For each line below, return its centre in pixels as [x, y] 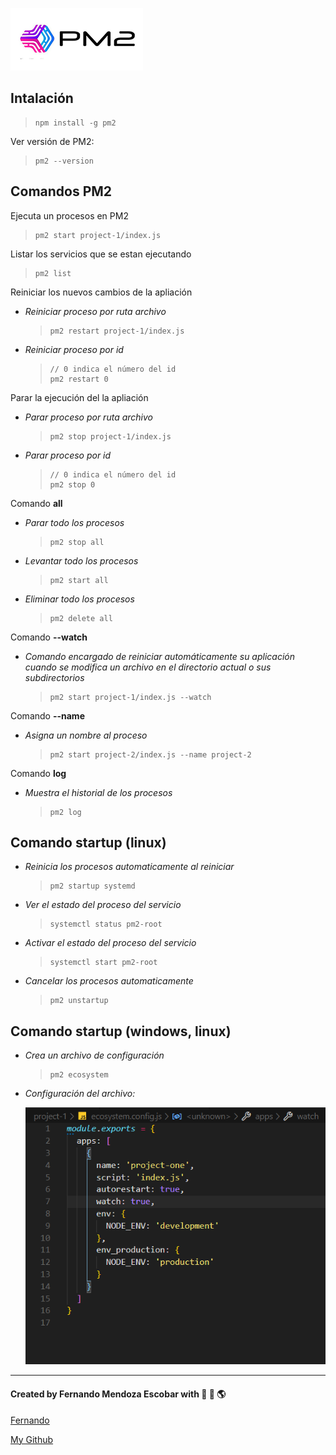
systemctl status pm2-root [106, 924]
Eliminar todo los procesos [79, 599]
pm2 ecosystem [79, 1075]
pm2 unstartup [79, 1001]
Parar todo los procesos [74, 522]
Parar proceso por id [68, 455]
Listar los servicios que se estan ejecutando [101, 254]
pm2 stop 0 [72, 484]
